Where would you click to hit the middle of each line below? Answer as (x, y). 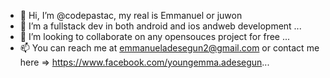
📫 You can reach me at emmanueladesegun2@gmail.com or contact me (169, 48)
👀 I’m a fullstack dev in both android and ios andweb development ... (160, 26)
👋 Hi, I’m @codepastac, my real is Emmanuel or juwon (131, 15)
